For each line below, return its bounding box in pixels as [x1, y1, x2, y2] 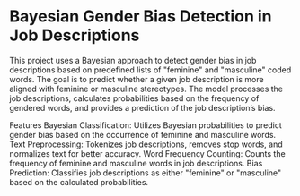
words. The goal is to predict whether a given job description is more [9, 73, 264, 84]
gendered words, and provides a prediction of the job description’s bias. [9, 102, 276, 113]
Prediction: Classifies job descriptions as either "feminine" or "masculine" [9, 167, 282, 178]
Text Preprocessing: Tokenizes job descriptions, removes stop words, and [9, 139, 283, 149]
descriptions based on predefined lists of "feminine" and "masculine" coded [9, 64, 292, 75]
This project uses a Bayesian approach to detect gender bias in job [9, 55, 257, 65]
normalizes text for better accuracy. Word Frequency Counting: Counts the [9, 148, 286, 158]
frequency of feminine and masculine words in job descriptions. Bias [9, 158, 263, 168]
